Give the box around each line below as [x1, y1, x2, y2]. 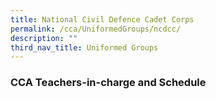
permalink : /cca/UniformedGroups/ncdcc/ [10, 24, 182, 34]
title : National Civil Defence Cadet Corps [10, 14, 195, 25]
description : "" [10, 33, 78, 43]
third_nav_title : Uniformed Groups [10, 42, 159, 53]
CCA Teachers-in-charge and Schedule [10, 76, 207, 90]
